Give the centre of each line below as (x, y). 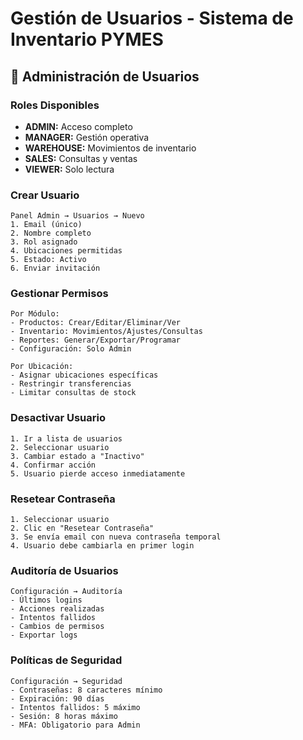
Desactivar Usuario (58, 418)
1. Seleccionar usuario (60, 520)
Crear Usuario (45, 195)
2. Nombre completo (51, 233)
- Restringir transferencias (71, 384)
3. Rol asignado (44, 242)
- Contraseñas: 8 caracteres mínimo (86, 690)
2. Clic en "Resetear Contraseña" (82, 528)
